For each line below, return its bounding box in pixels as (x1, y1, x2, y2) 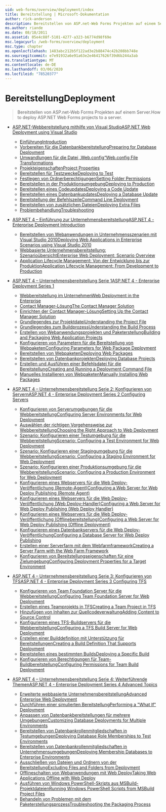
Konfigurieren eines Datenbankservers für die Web (19, 527, 124, 532)
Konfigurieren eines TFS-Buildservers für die (19, 619, 111, 625)
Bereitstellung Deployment (5, 93, 115, 104)
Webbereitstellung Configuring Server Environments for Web (19, 411, 142, 417)
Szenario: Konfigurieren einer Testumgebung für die (19, 432, 126, 438)
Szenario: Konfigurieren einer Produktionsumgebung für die (19, 464, 142, 470)
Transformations (19, 160, 53, 165)
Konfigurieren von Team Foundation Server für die (19, 588, 122, 594)
